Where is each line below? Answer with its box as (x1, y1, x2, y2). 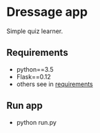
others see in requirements (16, 80, 94, 88)
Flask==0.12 (16, 72, 51, 81)
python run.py (16, 118, 57, 126)
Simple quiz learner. (6, 27, 63, 35)
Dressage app (6, 4, 88, 20)
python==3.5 (16, 65, 54, 73)
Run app (6, 100, 43, 112)
